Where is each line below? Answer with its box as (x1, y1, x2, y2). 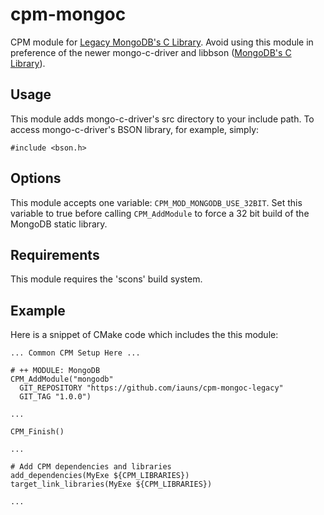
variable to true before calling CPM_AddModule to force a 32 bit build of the (10, 207, 310, 219)
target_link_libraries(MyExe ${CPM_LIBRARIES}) (10, 479, 213, 490)
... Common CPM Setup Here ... (10, 348, 141, 358)
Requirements (10, 246, 100, 263)
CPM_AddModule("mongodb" (10, 374, 114, 385)
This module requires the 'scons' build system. (10, 273, 203, 285)
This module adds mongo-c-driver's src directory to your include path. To (10, 113, 315, 125)
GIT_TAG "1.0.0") (19, 392, 92, 402)
